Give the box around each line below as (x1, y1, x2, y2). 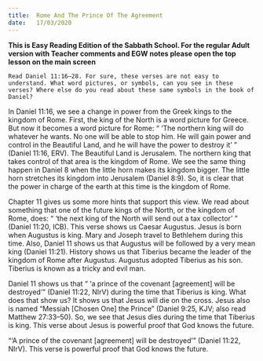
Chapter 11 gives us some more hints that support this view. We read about (8, 197, 250, 206)
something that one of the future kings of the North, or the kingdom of (8, 205, 236, 214)
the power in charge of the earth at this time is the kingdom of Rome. (8, 181, 231, 191)
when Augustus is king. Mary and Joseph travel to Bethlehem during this (8, 230, 243, 239)
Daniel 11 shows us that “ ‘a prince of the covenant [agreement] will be (8, 279, 236, 288)
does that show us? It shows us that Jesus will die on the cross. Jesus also (8, 295, 250, 304)
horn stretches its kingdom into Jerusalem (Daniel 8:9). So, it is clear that (8, 173, 244, 183)
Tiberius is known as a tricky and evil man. (8, 264, 146, 273)
